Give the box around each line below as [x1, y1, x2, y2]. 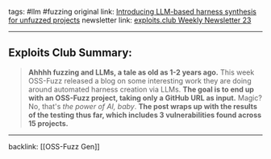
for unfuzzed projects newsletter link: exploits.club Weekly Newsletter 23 [8, 15, 252, 25]
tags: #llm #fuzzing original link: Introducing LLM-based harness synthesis [8, 7, 256, 16]
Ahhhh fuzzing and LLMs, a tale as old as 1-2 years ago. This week [27, 67, 255, 77]
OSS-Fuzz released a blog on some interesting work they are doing [27, 75, 252, 85]
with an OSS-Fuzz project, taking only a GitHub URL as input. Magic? [27, 92, 262, 103]
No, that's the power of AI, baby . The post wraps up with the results [27, 101, 258, 111]
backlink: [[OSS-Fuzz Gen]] [8, 141, 100, 151]
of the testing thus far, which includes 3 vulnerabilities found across [27, 110, 262, 120]
